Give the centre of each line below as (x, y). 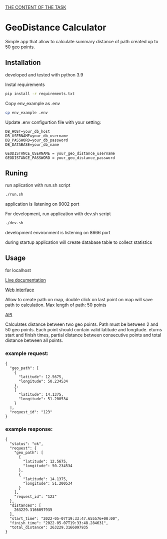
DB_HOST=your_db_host (28, 131)
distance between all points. (34, 340)
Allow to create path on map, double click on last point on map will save (79, 299)
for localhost (18, 270)
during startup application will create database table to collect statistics (79, 242)
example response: (29, 429)
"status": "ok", (26, 444)
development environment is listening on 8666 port (58, 233)
